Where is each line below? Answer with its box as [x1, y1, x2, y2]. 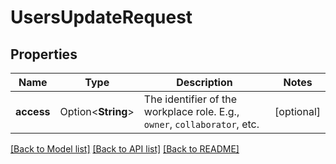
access [15, 105, 51, 118]
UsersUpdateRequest [10, 6, 193, 29]
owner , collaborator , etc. [143, 117, 260, 131]
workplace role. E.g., [143, 105, 240, 118]
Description [176, 76, 233, 89]
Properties [10, 46, 78, 63]
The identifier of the [143, 92, 238, 106]
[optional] [274, 105, 321, 118]
